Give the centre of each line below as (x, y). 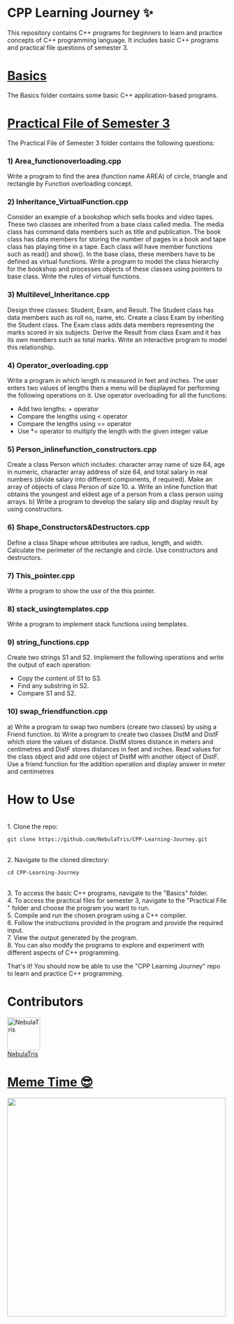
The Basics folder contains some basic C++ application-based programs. (113, 95)
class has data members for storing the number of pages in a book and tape (117, 239)
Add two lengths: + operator (58, 409)
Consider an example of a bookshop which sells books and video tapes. (111, 217)
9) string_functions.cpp (48, 642)
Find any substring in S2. (53, 686)
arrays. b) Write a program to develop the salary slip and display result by (113, 502)
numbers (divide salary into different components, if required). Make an (110, 479)
